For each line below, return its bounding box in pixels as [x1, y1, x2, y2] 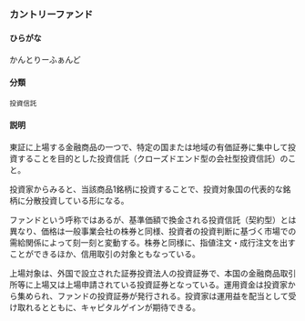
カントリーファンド [9, 7, 94, 20]
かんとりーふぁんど [9, 55, 82, 65]
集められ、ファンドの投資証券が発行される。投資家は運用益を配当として [16, 290, 289, 301]
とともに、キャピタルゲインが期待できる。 [40, 302, 201, 313]
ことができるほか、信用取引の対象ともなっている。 [9, 248, 200, 259]
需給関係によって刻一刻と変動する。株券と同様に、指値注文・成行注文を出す [9, 236, 296, 247]
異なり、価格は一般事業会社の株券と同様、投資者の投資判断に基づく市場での [9, 226, 297, 236]
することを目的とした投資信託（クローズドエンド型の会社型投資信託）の [16, 153, 289, 164]
